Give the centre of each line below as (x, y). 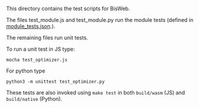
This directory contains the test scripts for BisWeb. (68, 9)
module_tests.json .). (31, 26)
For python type (26, 71)
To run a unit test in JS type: (41, 49)
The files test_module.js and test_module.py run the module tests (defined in (100, 20)
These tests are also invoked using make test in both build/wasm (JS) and (96, 93)
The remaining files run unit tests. (47, 37)
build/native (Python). (34, 99)
